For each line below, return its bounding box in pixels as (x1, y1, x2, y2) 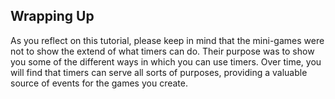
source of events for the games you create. (10, 77, 188, 89)
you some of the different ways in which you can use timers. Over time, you (10, 55, 322, 68)
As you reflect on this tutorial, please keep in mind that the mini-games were (10, 34, 325, 46)
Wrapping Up (10, 8, 95, 25)
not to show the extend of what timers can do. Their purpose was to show (10, 45, 315, 57)
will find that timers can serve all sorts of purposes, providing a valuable (10, 66, 308, 78)
